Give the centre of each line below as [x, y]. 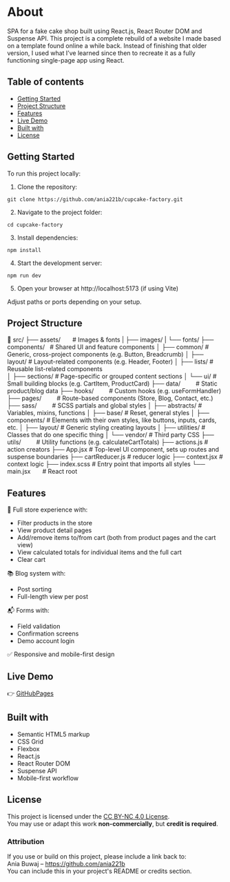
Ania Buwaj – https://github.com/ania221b [66, 863]
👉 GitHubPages [30, 693]
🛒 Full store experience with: [48, 510]
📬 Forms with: [28, 611]
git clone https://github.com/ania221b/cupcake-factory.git [95, 199]
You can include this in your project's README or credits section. [100, 871]
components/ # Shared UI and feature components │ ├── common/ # [108, 347]
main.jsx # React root [42, 472]
